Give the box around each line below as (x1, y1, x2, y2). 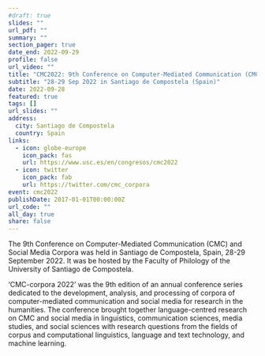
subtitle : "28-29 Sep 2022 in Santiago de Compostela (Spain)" (8, 78, 221, 85)
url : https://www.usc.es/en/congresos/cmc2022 (22, 159, 178, 167)
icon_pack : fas (22, 151, 73, 159)
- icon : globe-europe (15, 144, 87, 152)
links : (8, 136, 30, 145)
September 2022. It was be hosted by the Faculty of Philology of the (8, 256, 230, 266)
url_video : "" (8, 63, 55, 71)
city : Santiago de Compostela (15, 122, 114, 130)
